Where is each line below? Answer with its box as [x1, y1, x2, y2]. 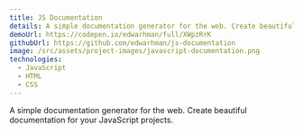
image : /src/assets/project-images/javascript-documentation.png [9, 47, 260, 56]
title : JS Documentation [9, 13, 103, 22]
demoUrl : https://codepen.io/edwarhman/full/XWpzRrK [9, 30, 212, 39]
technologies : [9, 55, 63, 64]
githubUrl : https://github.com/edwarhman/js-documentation [9, 38, 236, 48]
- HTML [17, 72, 42, 81]
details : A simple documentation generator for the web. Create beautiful [9, 22, 297, 31]
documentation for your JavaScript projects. [9, 114, 174, 125]
